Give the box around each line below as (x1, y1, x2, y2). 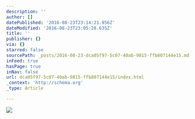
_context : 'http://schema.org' (6, 80, 84, 86)
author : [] (6, 14, 33, 20)
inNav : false (6, 69, 39, 75)
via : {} (6, 42, 25, 48)
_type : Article (6, 85, 44, 91)
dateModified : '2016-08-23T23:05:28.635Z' (6, 25, 113, 31)
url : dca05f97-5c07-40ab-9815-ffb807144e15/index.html (6, 74, 145, 80)
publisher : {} (6, 36, 41, 42)
